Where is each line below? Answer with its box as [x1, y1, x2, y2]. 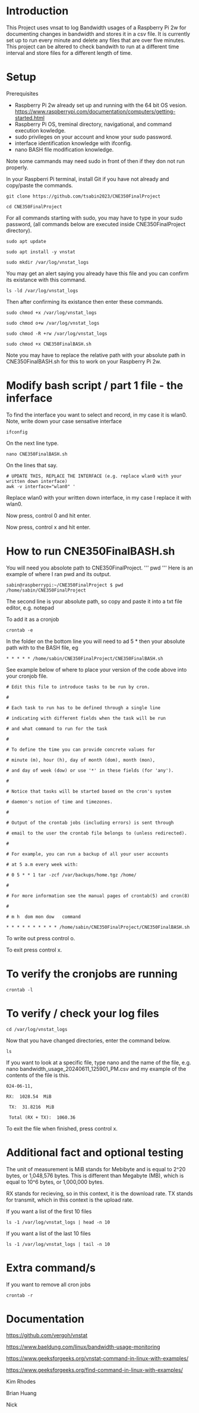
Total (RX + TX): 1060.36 [8, 1115, 76, 1120]
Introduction [6, 4, 69, 18]
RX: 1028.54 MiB [6, 1094, 52, 1100]
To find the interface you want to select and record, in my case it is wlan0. [6, 411, 187, 418]
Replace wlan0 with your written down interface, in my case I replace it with [6, 494, 191, 501]
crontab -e [6, 627, 33, 633]
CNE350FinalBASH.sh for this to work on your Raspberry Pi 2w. [6, 358, 162, 365]
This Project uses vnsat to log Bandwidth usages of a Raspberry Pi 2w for [6, 24, 187, 31]
